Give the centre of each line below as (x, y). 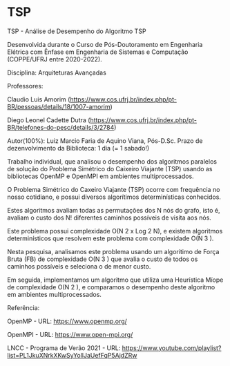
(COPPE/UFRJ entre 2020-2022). (55, 59)
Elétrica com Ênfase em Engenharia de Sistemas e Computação (98, 52)
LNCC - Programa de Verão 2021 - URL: (64, 348)
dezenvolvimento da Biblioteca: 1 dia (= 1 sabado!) (78, 148)
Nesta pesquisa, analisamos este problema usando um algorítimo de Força (113, 251)
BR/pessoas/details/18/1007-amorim (59, 106)
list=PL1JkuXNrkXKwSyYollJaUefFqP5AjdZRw (72, 355)
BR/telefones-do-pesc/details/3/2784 (61, 127)
